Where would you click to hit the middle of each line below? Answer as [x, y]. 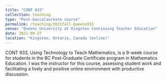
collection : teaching [28, 15]
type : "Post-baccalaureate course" [43, 19]
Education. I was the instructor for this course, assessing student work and [83, 63]
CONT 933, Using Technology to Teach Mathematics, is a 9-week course [81, 52]
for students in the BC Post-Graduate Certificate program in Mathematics [81, 58]
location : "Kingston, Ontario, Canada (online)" [57, 38]
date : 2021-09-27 [24, 33]
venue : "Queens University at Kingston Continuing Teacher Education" [81, 29]
